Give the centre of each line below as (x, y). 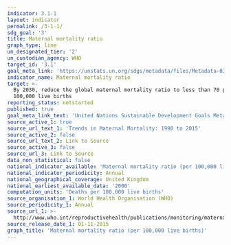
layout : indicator (33, 20)
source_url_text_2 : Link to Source (58, 141)
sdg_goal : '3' (27, 33)
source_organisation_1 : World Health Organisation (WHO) (90, 199)
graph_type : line (32, 45)
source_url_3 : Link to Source (51, 154)
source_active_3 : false (41, 148)
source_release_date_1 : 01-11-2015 (58, 224)
